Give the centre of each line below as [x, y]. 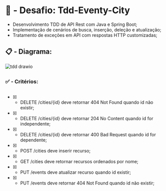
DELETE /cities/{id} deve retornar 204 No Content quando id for [87, 118]
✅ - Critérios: [22, 82]
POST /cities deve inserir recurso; [55, 150]
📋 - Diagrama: [29, 52]
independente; [35, 124]
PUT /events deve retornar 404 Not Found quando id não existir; [87, 183]
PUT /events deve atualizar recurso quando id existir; [75, 172]
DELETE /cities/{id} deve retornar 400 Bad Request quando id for [88, 134]
